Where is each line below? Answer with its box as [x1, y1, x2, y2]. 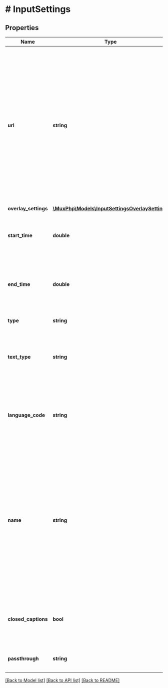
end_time [7, 281, 30, 287]
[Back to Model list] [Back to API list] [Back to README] [5, 677, 120, 683]
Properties [5, 24, 39, 32]
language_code [7, 412, 45, 419]
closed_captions [7, 616, 48, 622]
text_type [7, 354, 31, 360]
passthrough [7, 655, 39, 662]
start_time [7, 232, 32, 239]
